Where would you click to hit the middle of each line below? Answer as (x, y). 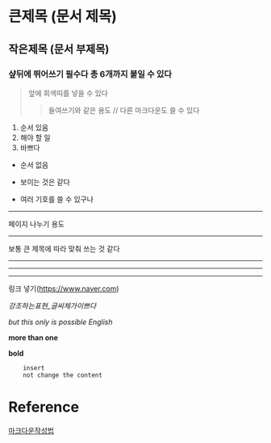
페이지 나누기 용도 (36, 224)
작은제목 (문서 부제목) (59, 49)
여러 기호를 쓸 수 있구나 (57, 199)
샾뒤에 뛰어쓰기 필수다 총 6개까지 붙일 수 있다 (90, 74)
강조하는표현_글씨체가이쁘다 (52, 306)
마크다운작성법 (31, 430)
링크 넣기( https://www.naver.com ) (64, 289)
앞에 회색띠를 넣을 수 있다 (68, 93)
